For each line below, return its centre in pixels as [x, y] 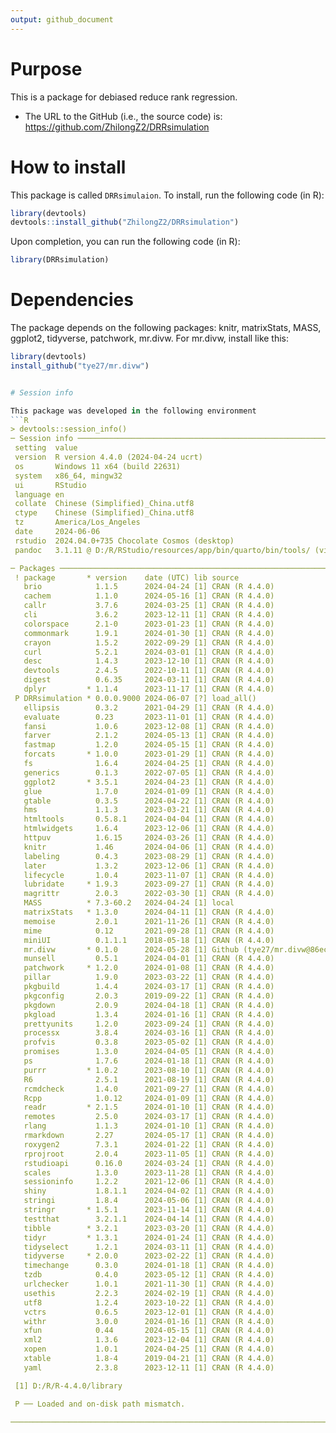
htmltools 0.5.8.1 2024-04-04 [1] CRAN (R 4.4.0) [149, 819]
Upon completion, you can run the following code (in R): [125, 242]
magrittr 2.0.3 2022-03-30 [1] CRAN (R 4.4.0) [149, 894]
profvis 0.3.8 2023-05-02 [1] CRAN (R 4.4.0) [149, 1042]
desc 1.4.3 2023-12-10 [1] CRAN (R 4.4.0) [149, 661]
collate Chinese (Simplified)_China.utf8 [104, 504]
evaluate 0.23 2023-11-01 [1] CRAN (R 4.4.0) [149, 717]
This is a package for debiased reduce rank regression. [124, 97]
